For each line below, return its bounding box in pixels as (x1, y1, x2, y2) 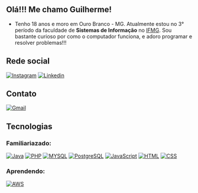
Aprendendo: (6, 167, 46, 175)
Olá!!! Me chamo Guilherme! (6, 5, 112, 15)
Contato (6, 89, 37, 99)
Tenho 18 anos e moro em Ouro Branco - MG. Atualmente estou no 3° (14, 20, 184, 27)
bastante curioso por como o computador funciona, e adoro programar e (14, 32, 193, 40)
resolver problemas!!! (14, 39, 67, 46)
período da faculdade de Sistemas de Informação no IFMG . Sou (14, 26, 172, 34)
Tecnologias (6, 121, 53, 131)
